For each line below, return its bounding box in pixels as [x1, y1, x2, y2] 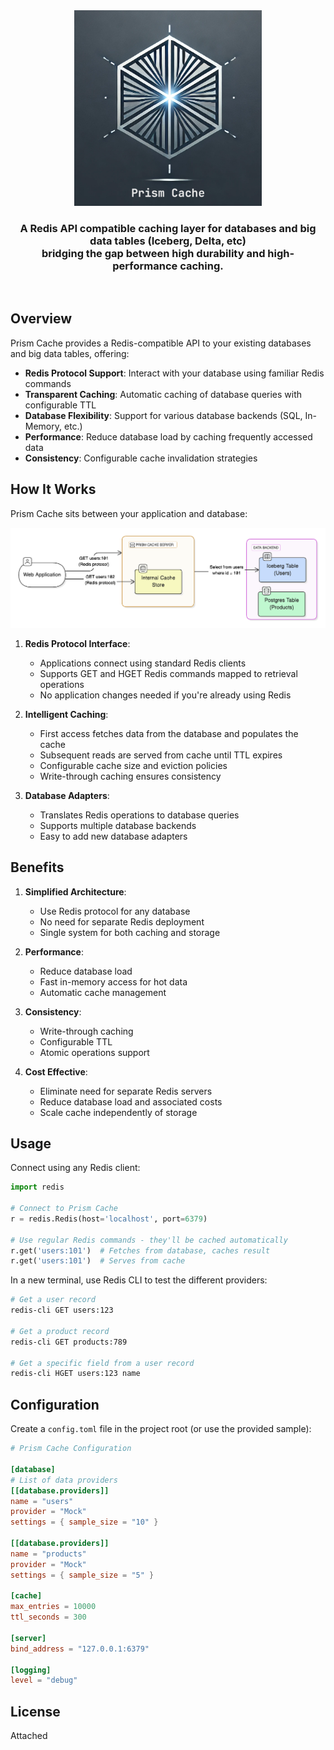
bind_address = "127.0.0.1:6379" [10, 1644, 150, 1654]
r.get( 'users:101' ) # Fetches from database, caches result [10, 1245, 271, 1256]
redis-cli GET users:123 [10, 1305, 114, 1316]
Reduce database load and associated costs [39, 1095, 223, 1108]
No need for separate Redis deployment [39, 915, 205, 928]
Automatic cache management [39, 986, 167, 998]
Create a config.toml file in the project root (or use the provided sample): [10, 1423, 312, 1435]
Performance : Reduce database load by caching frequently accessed [24, 430, 313, 443]
